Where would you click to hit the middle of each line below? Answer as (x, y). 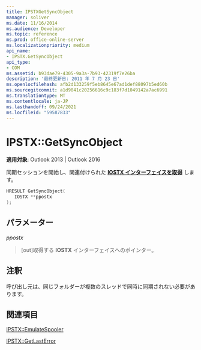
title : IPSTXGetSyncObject (40, 12)
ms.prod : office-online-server (45, 40)
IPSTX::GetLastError (31, 341)
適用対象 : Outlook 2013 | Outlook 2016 (53, 159)
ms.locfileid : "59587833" (38, 112)
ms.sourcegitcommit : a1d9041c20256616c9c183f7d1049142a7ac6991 (87, 90)
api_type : (19, 62)
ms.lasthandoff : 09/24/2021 (41, 107)
